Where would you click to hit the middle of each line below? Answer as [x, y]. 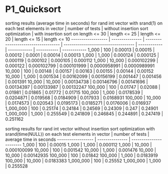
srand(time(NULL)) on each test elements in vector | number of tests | [77, 134]
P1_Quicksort [33, 9]
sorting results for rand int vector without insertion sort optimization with [80, 128]
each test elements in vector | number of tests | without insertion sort [77, 28]
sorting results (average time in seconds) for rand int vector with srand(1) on [84, 23]
